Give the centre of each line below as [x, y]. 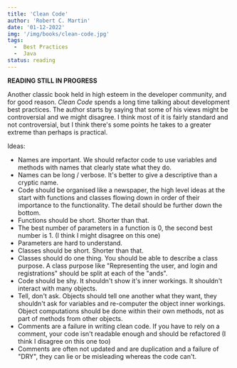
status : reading [31, 61]
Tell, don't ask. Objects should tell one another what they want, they [117, 295]
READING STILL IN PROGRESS [52, 80]
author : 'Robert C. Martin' [49, 21]
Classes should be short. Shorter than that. [80, 251]
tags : [15, 41]
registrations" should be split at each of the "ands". [93, 273]
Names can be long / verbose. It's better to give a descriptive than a [117, 174]
